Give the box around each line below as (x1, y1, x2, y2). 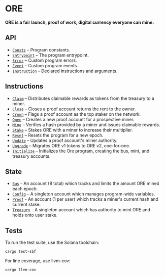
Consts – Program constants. (12, 46, 70, 52)
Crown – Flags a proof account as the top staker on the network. (12, 111, 141, 117)
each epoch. (12, 186, 38, 192)
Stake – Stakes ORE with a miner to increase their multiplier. (12, 127, 133, 133)
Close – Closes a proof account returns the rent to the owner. (12, 106, 136, 112)
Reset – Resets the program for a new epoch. (12, 132, 103, 138)
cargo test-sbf (5, 249, 36, 254)
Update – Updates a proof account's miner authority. (12, 137, 118, 143)
